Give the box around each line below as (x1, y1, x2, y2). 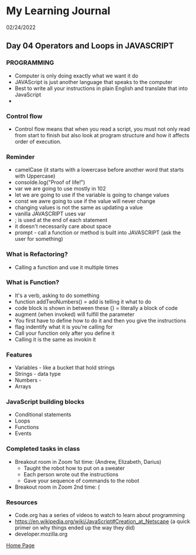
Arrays (14, 383, 31, 390)
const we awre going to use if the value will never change (14, 198, 156, 205)
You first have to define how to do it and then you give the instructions (14, 317, 187, 324)
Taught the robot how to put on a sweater (23, 464, 125, 472)
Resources (6, 498, 38, 506)
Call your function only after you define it (14, 330, 115, 337)
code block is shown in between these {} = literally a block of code (14, 304, 178, 311)
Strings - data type (14, 370, 61, 377)
